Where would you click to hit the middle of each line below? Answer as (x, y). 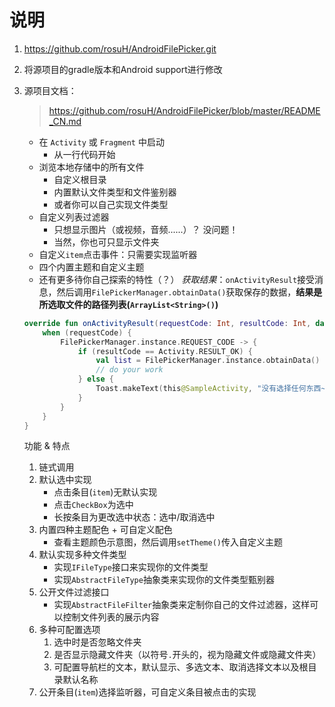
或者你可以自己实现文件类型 (111, 204)
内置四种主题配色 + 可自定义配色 (105, 530)
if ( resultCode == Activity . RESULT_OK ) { (165, 351)
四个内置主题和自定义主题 (91, 267)
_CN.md (65, 121)
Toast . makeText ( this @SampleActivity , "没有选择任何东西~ (210, 389)
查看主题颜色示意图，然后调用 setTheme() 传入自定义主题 (168, 542)
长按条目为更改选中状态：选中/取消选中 (134, 517)
